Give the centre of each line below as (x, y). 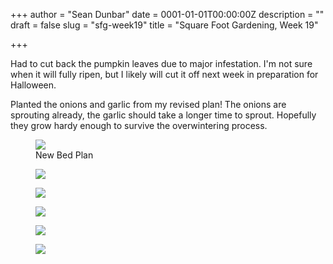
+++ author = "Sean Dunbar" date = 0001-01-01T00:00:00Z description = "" (167, 14)
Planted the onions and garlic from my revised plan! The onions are (148, 104)
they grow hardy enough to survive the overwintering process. (139, 125)
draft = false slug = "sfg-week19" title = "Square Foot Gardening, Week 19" (164, 25)
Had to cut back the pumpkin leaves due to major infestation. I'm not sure (161, 63)
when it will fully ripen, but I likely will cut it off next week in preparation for (164, 74)
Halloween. (33, 85)
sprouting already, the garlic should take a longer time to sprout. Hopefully (163, 115)
